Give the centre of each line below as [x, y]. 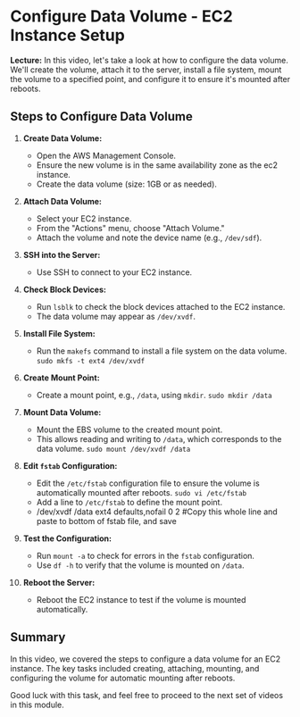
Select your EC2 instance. [84, 218]
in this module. [37, 704]
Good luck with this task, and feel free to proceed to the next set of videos [147, 695]
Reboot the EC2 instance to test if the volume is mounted [141, 599]
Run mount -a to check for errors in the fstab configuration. [146, 555]
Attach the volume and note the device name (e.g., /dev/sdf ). [149, 238]
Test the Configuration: [67, 538]
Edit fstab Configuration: [70, 465]
